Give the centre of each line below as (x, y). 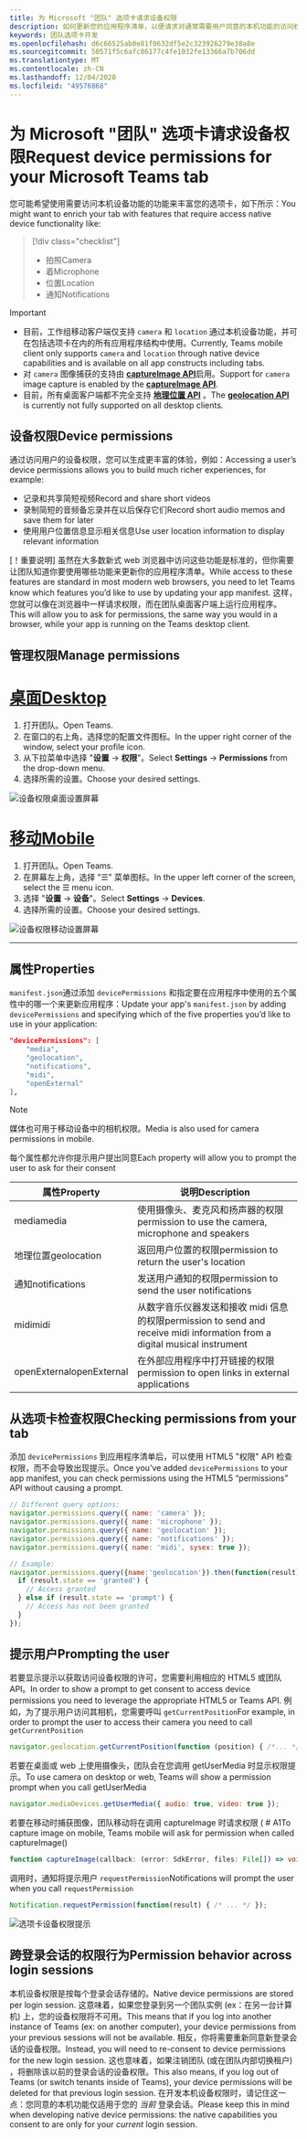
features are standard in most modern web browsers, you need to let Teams (152, 582)
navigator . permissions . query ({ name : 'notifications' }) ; (122, 1538)
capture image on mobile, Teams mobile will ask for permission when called (152, 1833)
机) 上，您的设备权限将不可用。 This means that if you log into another (141, 2016)
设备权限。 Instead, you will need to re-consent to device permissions (155, 2049)
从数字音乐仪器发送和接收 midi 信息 (212, 1306)
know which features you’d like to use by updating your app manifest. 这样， (153, 593)
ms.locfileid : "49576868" (58, 86)
